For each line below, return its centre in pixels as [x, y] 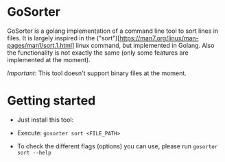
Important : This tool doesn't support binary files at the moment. [97, 73]
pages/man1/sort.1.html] [41, 45]
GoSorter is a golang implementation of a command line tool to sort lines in [113, 31]
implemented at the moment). [49, 59]
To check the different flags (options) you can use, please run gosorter [117, 146]
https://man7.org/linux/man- [159, 38]
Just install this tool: [45, 120]
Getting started [51, 101]
